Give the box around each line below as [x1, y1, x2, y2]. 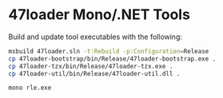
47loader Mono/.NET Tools [8, 6, 190, 24]
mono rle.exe [8, 84, 52, 92]
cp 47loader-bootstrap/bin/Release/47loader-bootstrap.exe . [8, 54, 217, 63]
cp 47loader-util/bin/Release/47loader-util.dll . [8, 69, 181, 77]
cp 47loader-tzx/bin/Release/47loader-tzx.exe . [8, 62, 173, 70]
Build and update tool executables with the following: [8, 32, 182, 41]
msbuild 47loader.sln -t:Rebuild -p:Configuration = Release [8, 47, 209, 55]
